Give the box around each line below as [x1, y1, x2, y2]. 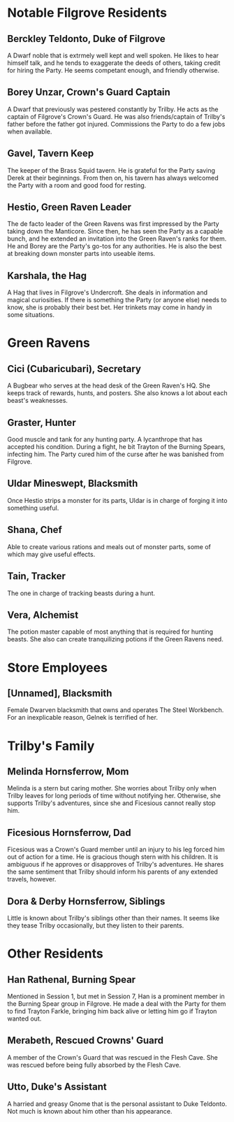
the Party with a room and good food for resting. [7, 180, 147, 190]
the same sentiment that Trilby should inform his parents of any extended [7, 867, 219, 876]
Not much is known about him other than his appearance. [7, 1107, 173, 1115]
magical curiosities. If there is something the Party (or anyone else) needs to [7, 296, 227, 304]
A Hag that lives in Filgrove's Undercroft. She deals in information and [7, 288, 208, 297]
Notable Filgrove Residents [7, 5, 168, 21]
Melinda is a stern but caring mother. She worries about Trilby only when [7, 784, 217, 793]
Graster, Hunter [7, 416, 76, 428]
